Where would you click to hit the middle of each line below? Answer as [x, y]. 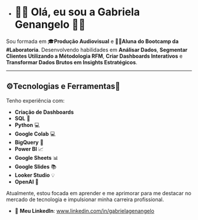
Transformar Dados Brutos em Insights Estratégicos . [72, 62]
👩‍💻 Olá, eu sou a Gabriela [77, 12]
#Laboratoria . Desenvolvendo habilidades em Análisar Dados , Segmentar [97, 50]
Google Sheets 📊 [37, 157]
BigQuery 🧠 [29, 142]
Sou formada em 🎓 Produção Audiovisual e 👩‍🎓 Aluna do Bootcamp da [92, 41]
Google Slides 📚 [36, 166]
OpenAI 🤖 [27, 182]
